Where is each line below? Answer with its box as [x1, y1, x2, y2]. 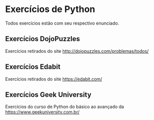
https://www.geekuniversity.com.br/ [5, 109, 80, 115]
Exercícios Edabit [5, 63, 61, 71]
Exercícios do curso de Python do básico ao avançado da [5, 104, 124, 110]
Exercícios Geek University [5, 90, 92, 99]
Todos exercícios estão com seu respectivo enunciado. [5, 20, 119, 26]
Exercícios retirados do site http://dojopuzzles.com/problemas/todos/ [5, 48, 149, 54]
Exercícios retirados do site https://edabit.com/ [5, 76, 102, 82]
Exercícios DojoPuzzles [5, 35, 80, 43]
